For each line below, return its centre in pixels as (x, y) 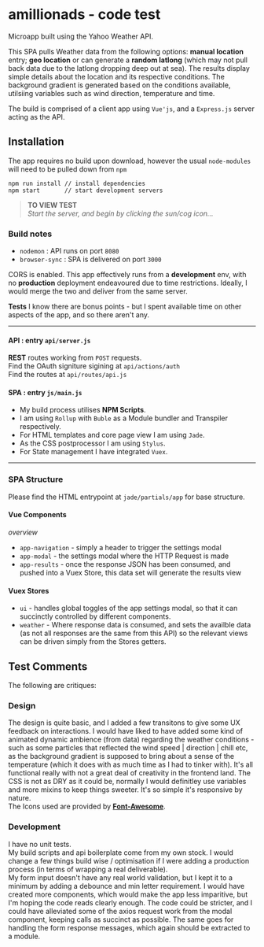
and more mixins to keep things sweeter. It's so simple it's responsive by (125, 790)
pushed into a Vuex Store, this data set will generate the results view (130, 572)
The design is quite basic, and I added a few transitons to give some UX (125, 723)
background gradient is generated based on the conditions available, (119, 85)
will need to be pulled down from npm (68, 169)
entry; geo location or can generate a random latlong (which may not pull (128, 60)
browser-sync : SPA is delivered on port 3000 (91, 259)
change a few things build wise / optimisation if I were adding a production (129, 860)
